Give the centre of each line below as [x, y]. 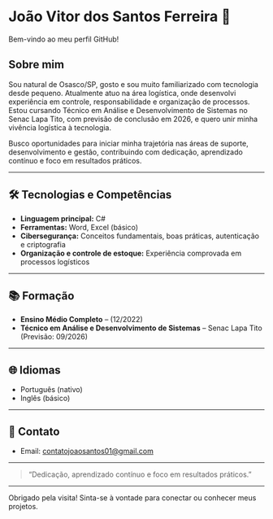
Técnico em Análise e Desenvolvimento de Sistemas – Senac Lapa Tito [141, 328]
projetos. [23, 506]
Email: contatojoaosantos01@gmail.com [87, 451]
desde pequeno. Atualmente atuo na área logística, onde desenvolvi [122, 93]
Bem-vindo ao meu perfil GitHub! [64, 39]
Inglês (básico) [45, 399]
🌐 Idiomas [35, 370]
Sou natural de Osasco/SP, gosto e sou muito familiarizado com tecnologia [133, 84]
